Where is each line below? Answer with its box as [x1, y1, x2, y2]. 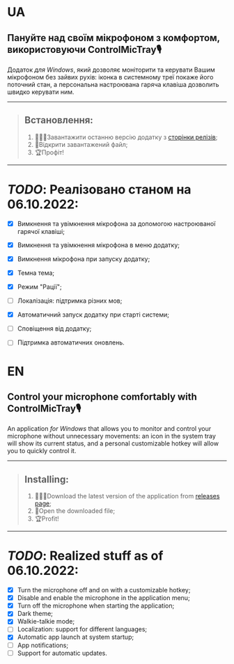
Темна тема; [17, 269, 55, 277]
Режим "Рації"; [17, 283, 62, 291]
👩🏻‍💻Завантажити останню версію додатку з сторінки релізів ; [34, 133, 218, 141]
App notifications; [17, 641, 68, 649]
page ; [34, 499, 52, 508]
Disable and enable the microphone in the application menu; [17, 594, 190, 602]
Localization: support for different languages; [17, 625, 148, 633]
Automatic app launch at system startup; [17, 633, 134, 641]
